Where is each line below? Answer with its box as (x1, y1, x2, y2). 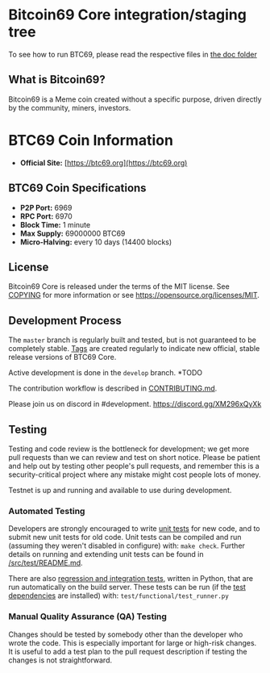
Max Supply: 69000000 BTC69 (19, 228, 126, 238)
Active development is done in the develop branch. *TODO (8, 368, 203, 378)
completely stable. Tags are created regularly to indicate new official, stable (8, 344, 260, 353)
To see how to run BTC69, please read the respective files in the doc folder (8, 49, 258, 59)
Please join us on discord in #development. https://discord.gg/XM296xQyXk (8, 399, 262, 409)
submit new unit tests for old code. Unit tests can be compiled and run (8, 533, 242, 542)
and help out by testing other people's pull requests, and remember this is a (8, 461, 260, 470)
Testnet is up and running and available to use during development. (8, 485, 232, 495)
